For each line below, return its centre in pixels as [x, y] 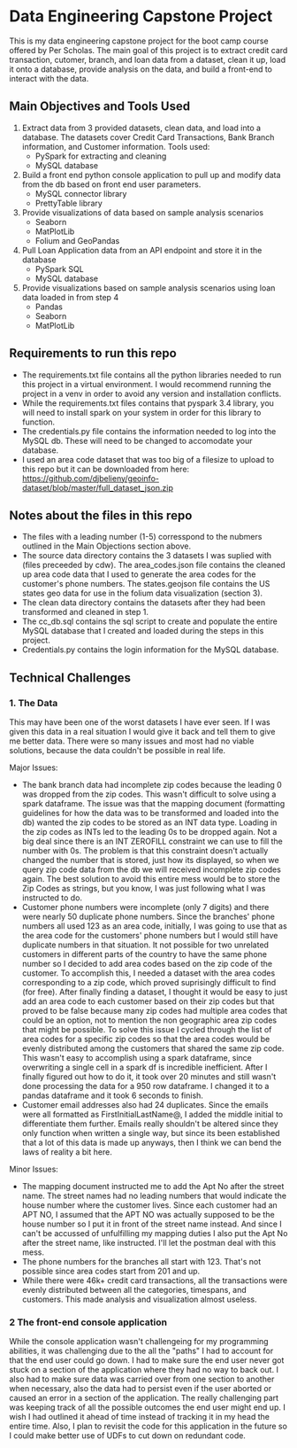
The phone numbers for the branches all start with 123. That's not [141, 1262]
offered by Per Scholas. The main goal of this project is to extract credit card [148, 50]
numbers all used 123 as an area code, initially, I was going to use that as [154, 926]
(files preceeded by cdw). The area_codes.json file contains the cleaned [153, 565]
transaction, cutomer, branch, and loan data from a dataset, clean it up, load [147, 59]
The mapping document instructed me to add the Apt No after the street [153, 1187]
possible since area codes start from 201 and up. [111, 1271]
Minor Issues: [34, 1169]
